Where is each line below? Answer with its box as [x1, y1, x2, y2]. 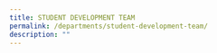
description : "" [9, 30, 71, 39]
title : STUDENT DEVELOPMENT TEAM [9, 13, 136, 22]
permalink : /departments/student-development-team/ [9, 22, 208, 31]
